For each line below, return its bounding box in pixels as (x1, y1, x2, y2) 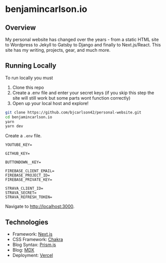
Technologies (5, 218, 49, 226)
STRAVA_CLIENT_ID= (5, 186, 43, 191)
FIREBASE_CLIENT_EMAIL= (5, 168, 55, 174)
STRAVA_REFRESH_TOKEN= (5, 195, 52, 200)
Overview (5, 23, 36, 32)
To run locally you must (5, 75, 53, 81)
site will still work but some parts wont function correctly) (12, 95, 131, 101)
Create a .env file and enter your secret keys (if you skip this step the (12, 90, 155, 96)
